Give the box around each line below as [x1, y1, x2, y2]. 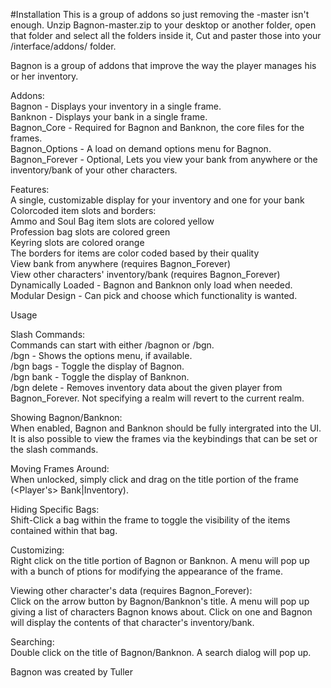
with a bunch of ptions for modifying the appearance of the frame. [10, 565, 283, 577]
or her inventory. [10, 70, 79, 82]
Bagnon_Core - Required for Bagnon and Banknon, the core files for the [10, 122, 305, 133]
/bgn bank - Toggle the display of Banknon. [10, 371, 190, 383]
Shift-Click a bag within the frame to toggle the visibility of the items [10, 514, 291, 526]
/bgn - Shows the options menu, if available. [10, 350, 193, 361]
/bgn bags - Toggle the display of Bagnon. [10, 360, 185, 372]
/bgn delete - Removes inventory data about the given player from [10, 382, 283, 393]
